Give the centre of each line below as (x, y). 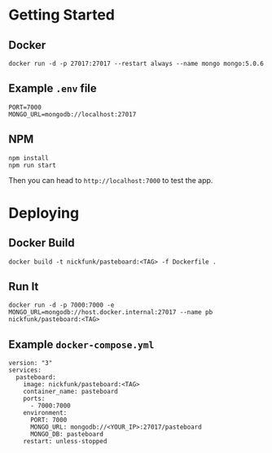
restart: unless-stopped (65, 442)
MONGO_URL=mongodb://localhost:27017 (72, 114)
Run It (24, 287)
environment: (45, 413)
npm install (29, 158)
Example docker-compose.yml (81, 344)
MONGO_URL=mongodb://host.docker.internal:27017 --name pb (111, 312)
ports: (34, 399)
